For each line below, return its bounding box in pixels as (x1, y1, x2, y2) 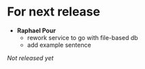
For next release (7, 4, 101, 20)
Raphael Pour (16, 26, 57, 34)
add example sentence (27, 41, 92, 49)
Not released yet (7, 53, 54, 62)
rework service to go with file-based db (27, 33, 138, 41)
